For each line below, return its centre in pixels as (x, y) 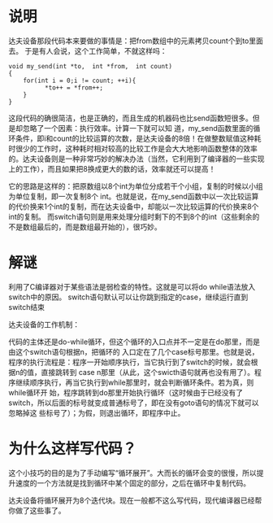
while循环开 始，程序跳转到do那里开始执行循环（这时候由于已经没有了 (126, 392)
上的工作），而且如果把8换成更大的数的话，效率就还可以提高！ (112, 168)
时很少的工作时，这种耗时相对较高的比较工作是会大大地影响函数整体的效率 (133, 148)
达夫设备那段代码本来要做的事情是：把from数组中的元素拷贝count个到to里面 (136, 41)
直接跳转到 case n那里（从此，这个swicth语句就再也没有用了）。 (148, 372)
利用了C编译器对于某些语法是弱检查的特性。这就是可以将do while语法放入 (132, 286)
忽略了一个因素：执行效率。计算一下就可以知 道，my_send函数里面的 (138, 128)
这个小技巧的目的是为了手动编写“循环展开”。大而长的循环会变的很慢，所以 (133, 473)
